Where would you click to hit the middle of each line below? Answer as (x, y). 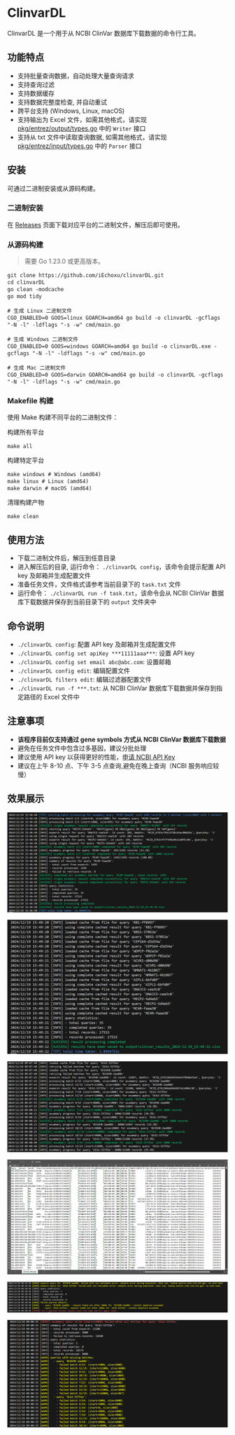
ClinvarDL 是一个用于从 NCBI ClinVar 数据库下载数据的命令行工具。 (104, 33)
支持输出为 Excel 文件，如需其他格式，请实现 (82, 119)
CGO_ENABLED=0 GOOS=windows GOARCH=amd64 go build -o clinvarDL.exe (109, 346)
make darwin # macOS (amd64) (50, 489)
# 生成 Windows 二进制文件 (43, 339)
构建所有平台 (26, 432)
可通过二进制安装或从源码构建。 (53, 188)
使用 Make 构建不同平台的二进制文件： (63, 417)
